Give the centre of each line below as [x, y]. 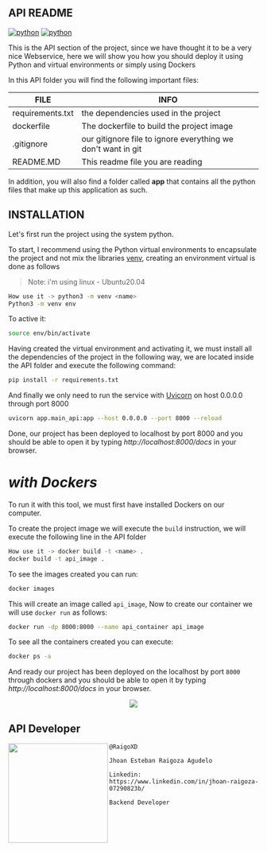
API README [41, 13]
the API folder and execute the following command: [92, 366]
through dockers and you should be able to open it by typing [107, 680]
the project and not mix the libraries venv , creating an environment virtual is [132, 258]
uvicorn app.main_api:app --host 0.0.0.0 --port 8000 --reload [115, 418]
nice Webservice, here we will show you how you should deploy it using [126, 56]
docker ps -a [30, 657]
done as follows [34, 266]
